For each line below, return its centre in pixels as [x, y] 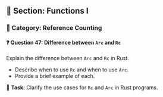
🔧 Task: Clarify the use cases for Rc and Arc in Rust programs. [82, 87]
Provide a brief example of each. [55, 76]
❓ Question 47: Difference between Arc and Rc [63, 42]
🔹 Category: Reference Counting [54, 28]
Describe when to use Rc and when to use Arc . [72, 70]
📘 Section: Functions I [47, 11]
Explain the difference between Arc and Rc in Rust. [68, 58]
